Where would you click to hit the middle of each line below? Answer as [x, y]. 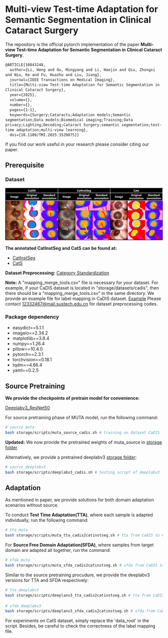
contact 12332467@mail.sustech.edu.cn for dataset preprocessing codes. [81, 303]
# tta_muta [16, 530]
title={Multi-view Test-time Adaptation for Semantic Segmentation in [85, 85]
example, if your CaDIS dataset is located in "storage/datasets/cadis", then [82, 288]
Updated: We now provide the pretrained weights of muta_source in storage [84, 442]
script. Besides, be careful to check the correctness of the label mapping [80, 626]
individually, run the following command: [47, 520]
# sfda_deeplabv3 [23, 606]
